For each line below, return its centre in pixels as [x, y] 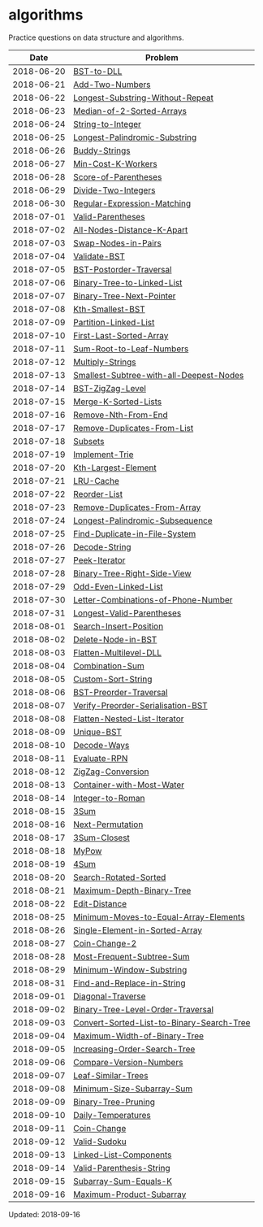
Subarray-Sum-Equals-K [123, 1181]
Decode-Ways [101, 745]
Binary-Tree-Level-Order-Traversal [143, 1009]
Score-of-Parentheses [117, 176]
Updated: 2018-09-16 [45, 1214]
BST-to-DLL [97, 71]
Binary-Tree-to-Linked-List [127, 282]
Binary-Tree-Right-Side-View [132, 573]
